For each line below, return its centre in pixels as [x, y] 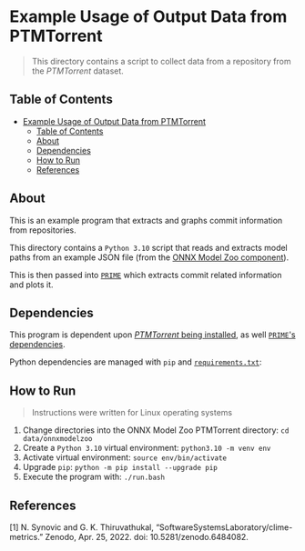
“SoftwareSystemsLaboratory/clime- [224, 527]
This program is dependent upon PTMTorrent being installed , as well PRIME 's [152, 335]
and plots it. [31, 285]
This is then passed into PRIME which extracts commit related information [146, 275]
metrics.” [26, 537]
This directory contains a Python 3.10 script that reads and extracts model [149, 247]
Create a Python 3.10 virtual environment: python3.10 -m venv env [147, 448]
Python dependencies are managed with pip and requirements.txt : [136, 362]
